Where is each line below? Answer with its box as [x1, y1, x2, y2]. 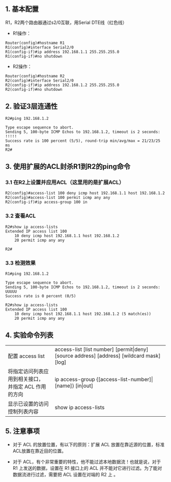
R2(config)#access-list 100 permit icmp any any [5, 195, 110, 200]
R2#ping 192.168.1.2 [5, 116, 49, 121]
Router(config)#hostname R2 [5, 73, 65, 79]
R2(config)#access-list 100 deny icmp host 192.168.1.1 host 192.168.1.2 [5, 191, 165, 196]
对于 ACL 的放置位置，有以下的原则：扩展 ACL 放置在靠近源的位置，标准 [12, 441, 165, 447]
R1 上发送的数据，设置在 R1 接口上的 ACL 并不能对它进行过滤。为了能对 [12, 465, 162, 471]
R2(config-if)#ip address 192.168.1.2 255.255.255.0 [5, 82, 120, 88]
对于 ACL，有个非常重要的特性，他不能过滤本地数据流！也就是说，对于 [12, 459, 161, 465]
